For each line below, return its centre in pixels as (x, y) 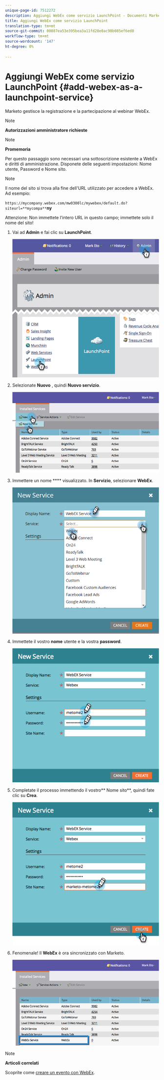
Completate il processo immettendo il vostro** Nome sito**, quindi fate (83, 790)
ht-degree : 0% (20, 47)
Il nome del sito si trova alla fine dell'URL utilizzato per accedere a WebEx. (79, 188)
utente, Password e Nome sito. (36, 169)
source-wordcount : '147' (30, 42)
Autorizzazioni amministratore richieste (46, 130)
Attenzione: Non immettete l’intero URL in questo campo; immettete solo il (79, 217)
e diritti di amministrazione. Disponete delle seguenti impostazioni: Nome (78, 164)
